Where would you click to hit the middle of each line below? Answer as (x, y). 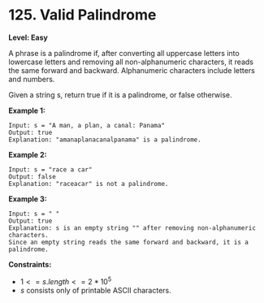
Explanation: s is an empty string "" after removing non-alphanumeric (132, 228)
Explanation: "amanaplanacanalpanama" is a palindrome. (105, 140)
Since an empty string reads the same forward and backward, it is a (129, 242)
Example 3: (28, 199)
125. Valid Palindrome (82, 15)
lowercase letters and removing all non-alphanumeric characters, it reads (131, 62)
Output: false (32, 176)
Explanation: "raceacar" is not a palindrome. (89, 184)
